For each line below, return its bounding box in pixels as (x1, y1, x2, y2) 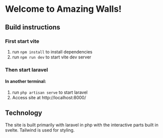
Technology (5, 109, 43, 117)
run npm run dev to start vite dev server (12, 54, 92, 60)
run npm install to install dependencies (12, 49, 93, 55)
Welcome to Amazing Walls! (5, 3, 122, 15)
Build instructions (5, 23, 60, 31)
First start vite (5, 38, 40, 45)
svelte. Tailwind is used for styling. (5, 127, 75, 133)
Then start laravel (5, 66, 48, 73)
